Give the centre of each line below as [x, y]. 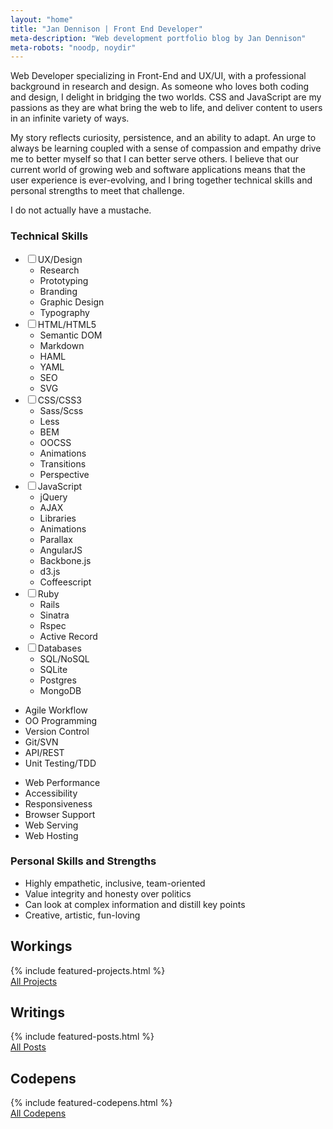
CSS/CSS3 [59, 400]
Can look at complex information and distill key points [135, 904]
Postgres [58, 680]
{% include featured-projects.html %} [88, 970]
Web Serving [51, 825]
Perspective [64, 474]
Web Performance [62, 782]
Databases [59, 648]
